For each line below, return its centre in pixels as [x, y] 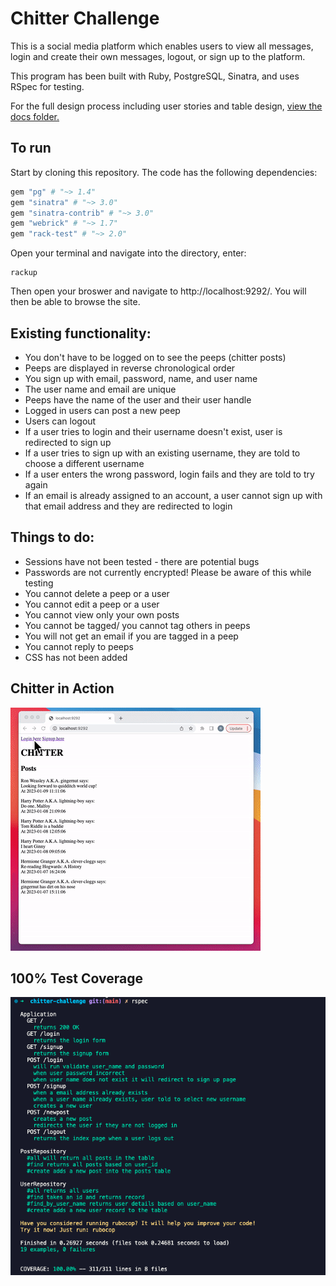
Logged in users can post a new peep [102, 410]
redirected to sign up [68, 442]
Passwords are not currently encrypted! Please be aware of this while [168, 572]
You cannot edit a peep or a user [92, 604]
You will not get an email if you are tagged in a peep [131, 636]
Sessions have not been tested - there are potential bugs [142, 561]
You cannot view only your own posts [102, 614]
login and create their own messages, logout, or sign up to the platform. [158, 56]
